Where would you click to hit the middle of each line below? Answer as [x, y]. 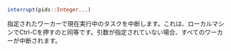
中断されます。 [40, 40]
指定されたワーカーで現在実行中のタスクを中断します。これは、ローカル [110, 23]
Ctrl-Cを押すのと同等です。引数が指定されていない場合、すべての [112, 32]
